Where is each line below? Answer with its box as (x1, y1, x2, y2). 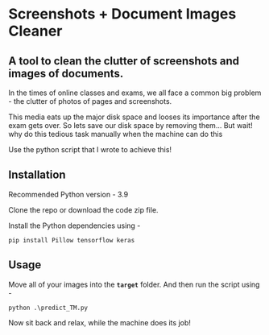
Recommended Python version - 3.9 (8, 189, 129, 199)
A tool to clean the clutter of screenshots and (8, 54, 240, 68)
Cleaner (8, 22, 63, 40)
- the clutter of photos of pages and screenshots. (8, 97, 172, 105)
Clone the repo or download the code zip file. (8, 205, 159, 214)
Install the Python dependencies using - (8, 221, 141, 230)
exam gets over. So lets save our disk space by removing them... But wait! (8, 121, 253, 130)
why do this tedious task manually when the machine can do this (8, 130, 223, 139)
